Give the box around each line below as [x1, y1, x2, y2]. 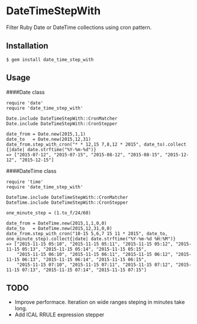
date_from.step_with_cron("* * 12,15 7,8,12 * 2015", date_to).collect [6, 141, 186, 147]
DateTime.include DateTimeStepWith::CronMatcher [6, 194, 128, 200]
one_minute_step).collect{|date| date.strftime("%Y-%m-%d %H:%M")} [6, 236, 176, 242]
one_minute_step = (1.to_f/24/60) [6, 210, 92, 216]
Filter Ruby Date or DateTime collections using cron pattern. [6, 24, 152, 31]
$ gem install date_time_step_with [6, 56, 94, 63]
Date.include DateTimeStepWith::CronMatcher [6, 116, 118, 121]
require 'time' [6, 179, 44, 185]
